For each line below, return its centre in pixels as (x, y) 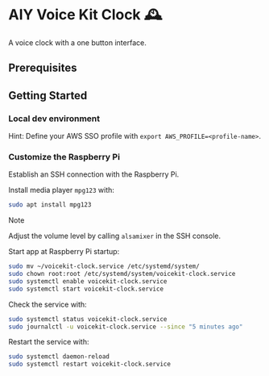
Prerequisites (43, 68)
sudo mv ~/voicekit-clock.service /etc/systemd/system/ (104, 266)
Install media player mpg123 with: (62, 190)
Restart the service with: (49, 342)
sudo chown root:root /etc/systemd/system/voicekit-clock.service (122, 274)
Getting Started (48, 96)
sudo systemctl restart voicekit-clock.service (90, 364)
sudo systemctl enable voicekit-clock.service (88, 281)
